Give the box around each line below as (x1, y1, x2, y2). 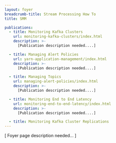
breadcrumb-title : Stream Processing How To (4, 12, 96, 17)
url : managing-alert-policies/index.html (13, 79, 98, 84)
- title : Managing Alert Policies (9, 52, 79, 57)
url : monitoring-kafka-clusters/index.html (13, 34, 103, 39)
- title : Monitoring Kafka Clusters (9, 30, 83, 35)
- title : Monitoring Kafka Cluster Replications (9, 119, 109, 124)
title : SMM (4, 16, 27, 21)
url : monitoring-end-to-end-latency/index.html (13, 101, 111, 106)
